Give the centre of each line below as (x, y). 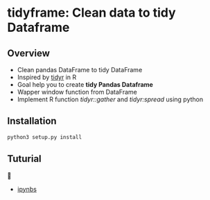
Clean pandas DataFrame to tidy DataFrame (80, 70)
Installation (32, 121)
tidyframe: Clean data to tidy (91, 13)
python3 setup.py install (44, 137)
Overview (29, 53)
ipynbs (27, 189)
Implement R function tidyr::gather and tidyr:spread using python (110, 99)
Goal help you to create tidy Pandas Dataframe (85, 84)
